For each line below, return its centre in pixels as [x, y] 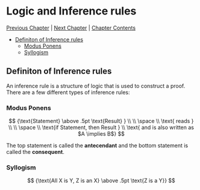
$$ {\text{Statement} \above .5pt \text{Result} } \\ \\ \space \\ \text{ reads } [101, 121]
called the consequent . [35, 152]
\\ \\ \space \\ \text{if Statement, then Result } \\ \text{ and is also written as [101, 127]
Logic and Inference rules [71, 11]
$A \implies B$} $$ [101, 134]
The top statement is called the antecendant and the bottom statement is [97, 145]
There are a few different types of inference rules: [68, 92]
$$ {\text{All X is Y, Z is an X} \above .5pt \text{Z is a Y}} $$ [101, 181]
